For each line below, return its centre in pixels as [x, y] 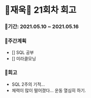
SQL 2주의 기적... [28, 84]
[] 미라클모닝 [24, 59]
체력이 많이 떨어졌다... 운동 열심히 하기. [49, 90]
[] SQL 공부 [23, 52]
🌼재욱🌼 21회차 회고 [41, 10]
